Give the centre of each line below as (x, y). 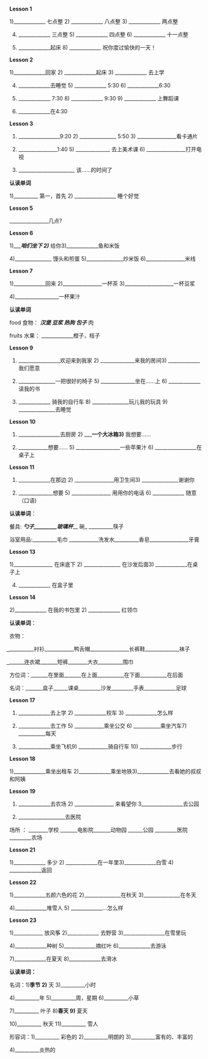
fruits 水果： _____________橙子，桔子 (55, 335)
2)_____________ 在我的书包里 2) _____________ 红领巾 (74, 610)
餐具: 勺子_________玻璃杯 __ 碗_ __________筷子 (67, 526)
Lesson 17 (22, 700)
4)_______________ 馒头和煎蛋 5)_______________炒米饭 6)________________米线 (102, 259)
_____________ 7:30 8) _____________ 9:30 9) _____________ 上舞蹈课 (98, 98)
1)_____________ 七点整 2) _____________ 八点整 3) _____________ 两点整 (94, 21)
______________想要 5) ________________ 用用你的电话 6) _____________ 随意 (107, 493)
